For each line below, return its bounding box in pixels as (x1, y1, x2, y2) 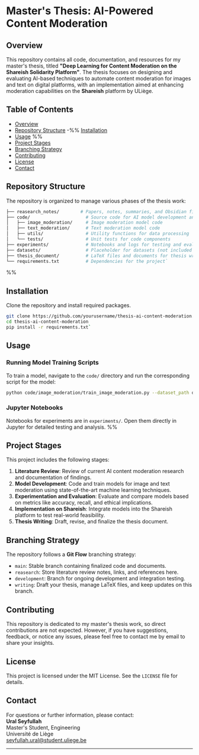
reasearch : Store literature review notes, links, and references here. (14, 568, 179, 576)
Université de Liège (6, 730, 54, 737)
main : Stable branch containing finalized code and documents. (14, 563, 167, 570)
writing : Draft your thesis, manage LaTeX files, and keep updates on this (14, 581, 192, 589)
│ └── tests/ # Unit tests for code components (6, 236, 171, 242)
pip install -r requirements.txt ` (6, 324, 92, 330)
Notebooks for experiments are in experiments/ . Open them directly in (6, 417, 176, 424)
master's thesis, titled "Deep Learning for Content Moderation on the (6, 62, 177, 69)
